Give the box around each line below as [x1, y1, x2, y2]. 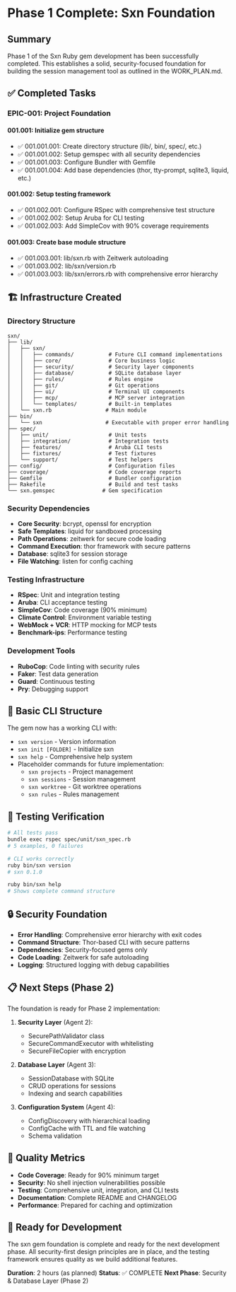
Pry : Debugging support [17, 685, 88, 693]
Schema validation [28, 1131, 83, 1140]
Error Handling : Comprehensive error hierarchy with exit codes [17, 930, 202, 938]
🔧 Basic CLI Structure [7, 705, 102, 717]
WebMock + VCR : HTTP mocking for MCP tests [17, 621, 158, 629]
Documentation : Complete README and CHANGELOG [17, 1193, 177, 1201]
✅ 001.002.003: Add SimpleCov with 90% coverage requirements [17, 221, 210, 230]
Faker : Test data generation [17, 670, 99, 678]
